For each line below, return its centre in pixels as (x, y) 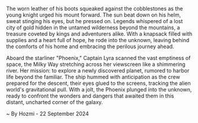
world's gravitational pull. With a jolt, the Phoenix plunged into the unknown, (99, 89)
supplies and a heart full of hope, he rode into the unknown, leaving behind (98, 40)
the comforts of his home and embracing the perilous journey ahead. (90, 46)
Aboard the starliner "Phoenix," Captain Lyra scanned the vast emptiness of (98, 58)
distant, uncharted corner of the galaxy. (55, 102)
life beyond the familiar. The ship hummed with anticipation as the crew (93, 77)
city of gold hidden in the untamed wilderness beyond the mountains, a (93, 27)
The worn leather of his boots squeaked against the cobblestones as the (95, 9)
